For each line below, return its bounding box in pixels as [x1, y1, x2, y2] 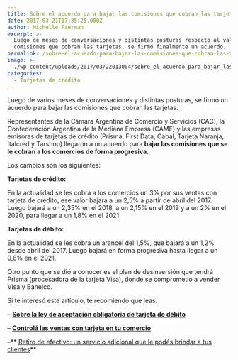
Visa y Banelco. [7, 283, 53, 291]
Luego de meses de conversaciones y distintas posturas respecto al [13, 37, 220, 44]
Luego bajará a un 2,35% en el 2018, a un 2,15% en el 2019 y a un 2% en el [7, 204, 227, 212]
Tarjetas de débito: [7, 225, 64, 234]
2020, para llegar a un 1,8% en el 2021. [7, 211, 122, 220]
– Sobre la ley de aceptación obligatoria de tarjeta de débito [7, 310, 186, 319]
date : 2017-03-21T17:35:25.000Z [7, 17, 103, 24]
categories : [7, 70, 42, 77]
